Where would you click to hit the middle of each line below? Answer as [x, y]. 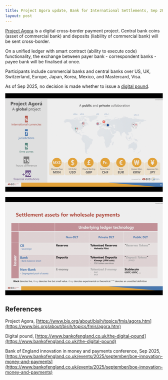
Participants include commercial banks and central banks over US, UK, [78, 71]
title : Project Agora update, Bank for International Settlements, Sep [81, 10]
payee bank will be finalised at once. [43, 61]
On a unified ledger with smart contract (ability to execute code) [71, 51]
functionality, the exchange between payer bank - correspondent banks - [81, 56]
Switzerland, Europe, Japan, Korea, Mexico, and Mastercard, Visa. [73, 76]
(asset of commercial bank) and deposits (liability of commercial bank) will [82, 36]
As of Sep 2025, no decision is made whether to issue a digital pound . [77, 86]
